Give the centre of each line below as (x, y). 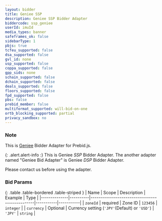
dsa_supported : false (27, 55)
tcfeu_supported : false (29, 50)
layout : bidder (20, 9)
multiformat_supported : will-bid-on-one (46, 109)
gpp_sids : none (20, 73)
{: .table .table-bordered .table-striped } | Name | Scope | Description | (75, 193)
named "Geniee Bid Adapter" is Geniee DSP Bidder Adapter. (65, 160)
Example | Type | (22, 198)
